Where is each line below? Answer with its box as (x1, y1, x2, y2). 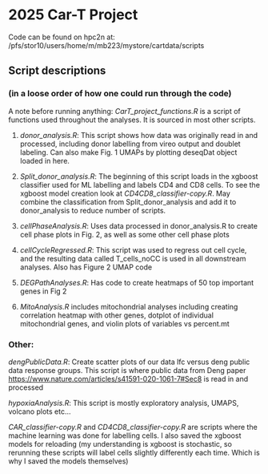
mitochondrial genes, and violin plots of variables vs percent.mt (19, 318, 230, 328)
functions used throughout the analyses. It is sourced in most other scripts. (8, 115, 256, 124)
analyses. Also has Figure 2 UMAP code (19, 262, 153, 272)
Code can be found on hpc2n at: (8, 32, 116, 42)
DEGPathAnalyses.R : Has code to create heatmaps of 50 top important (19, 278, 254, 287)
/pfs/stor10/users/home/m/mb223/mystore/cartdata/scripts (8, 40, 205, 50)
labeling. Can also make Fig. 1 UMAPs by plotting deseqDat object (19, 147, 238, 157)
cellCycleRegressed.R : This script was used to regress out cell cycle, (19, 245, 247, 254)
